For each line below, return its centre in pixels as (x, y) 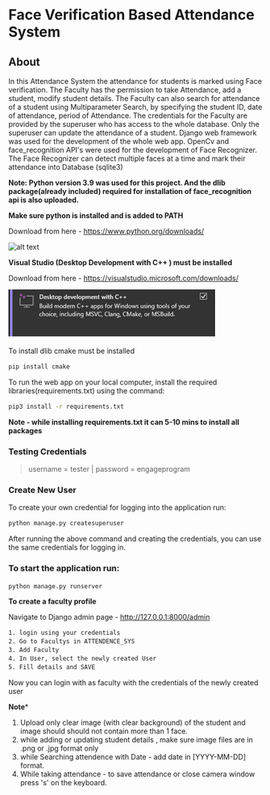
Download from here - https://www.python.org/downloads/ (106, 231)
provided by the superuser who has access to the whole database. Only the (134, 124)
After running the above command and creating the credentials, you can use (135, 539)
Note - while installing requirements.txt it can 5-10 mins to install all (124, 422)
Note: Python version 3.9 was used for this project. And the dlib (117, 183)
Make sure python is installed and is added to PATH (96, 215)
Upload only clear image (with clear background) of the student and (133, 722)
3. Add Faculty (34, 650)
